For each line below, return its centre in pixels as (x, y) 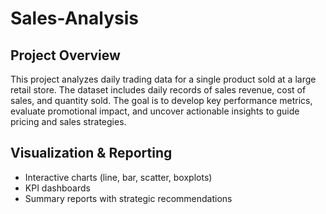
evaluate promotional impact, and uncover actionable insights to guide (155, 111)
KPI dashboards (57, 188)
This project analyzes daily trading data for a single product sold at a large (163, 79)
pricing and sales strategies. (68, 121)
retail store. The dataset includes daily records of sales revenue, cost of (158, 90)
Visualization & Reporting (91, 153)
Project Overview (65, 55)
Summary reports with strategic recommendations (128, 198)
